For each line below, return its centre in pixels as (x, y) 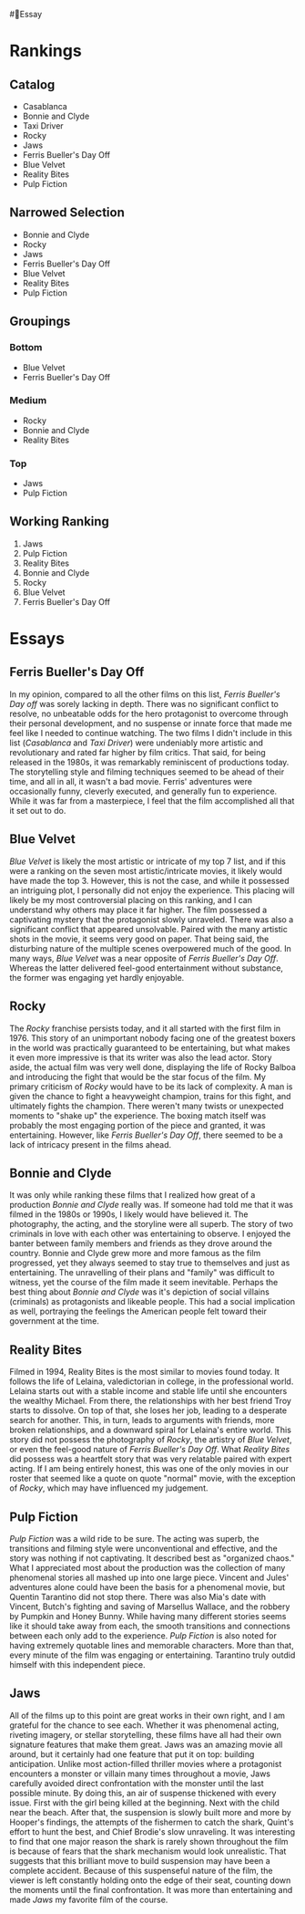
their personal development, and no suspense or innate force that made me (151, 723)
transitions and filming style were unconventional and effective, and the (143, 1548)
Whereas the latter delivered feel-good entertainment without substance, (147, 968)
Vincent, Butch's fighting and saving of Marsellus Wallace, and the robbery (150, 1607)
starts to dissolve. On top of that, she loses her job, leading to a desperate (148, 1410)
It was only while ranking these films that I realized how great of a (132, 1195)
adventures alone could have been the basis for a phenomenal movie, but (147, 1586)
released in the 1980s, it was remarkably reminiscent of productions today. (149, 762)
